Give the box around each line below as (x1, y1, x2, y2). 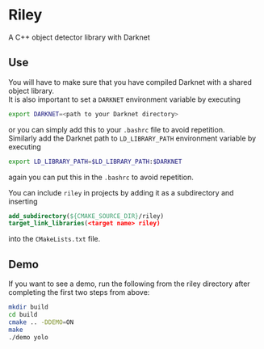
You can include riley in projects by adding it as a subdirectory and (8, 187, 234, 197)
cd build (8, 310, 38, 318)
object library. (8, 86, 55, 95)
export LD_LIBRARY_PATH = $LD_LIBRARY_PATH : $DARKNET (8, 158, 182, 166)
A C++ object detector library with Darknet (8, 32, 151, 42)
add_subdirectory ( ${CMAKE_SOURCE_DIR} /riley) (8, 212, 164, 220)
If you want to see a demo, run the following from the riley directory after (8, 279, 250, 288)
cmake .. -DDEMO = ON (8, 317, 74, 326)
